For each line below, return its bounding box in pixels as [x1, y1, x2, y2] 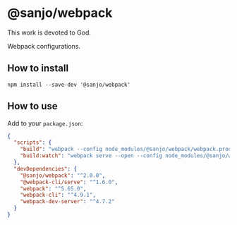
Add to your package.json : [7, 118, 83, 128]
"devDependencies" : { [13, 165, 78, 172]
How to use [7, 100, 58, 112]
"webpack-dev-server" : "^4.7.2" [20, 198, 115, 205]
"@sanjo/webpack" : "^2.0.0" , [20, 171, 106, 179]
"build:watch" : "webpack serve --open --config [20, 152, 162, 159]
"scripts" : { [13, 139, 52, 146]
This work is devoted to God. [7, 28, 92, 37]
